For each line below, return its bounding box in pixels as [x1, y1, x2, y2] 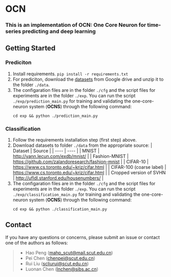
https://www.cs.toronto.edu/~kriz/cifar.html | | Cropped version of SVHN [12, 170, 166, 176]
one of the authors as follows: [5, 240, 68, 246]
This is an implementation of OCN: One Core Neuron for [5, 22, 146, 29]
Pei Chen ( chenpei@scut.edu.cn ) [25, 255, 96, 261]
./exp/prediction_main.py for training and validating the [12, 98, 132, 104]
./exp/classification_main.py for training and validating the [12, 191, 141, 197]
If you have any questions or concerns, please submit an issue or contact [5, 234, 160, 240]
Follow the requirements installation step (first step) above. [12, 137, 137, 143]
